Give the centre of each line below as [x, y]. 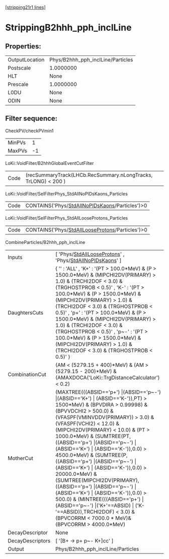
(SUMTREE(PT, [113, 436]
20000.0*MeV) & [76, 474]
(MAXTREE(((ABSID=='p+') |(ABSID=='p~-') [108, 392]
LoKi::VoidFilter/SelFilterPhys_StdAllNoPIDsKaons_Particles [67, 194]
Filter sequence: [31, 119]
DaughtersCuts [26, 313]
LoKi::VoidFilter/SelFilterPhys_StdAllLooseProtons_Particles [67, 218]
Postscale [19, 68]
